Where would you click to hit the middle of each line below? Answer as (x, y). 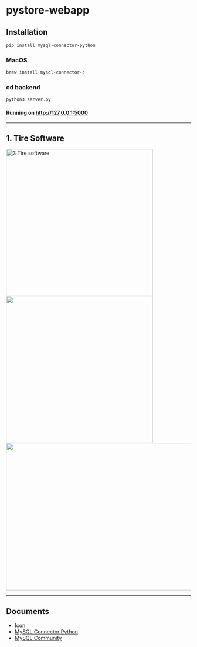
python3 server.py (28, 100)
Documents (28, 611)
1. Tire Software (35, 139)
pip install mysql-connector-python (51, 45)
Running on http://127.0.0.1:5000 (47, 113)
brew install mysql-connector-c (45, 72)
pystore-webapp (48, 10)
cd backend (23, 88)
